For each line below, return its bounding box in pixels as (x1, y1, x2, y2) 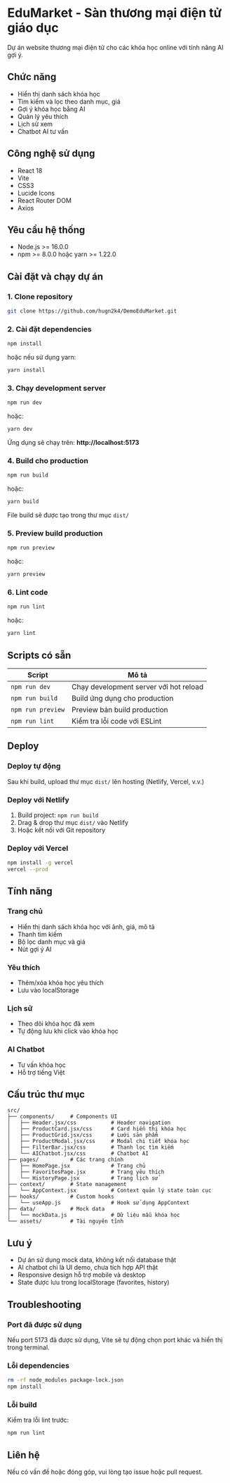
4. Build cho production (7, 455, 89, 465)
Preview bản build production (71, 705, 168, 714)
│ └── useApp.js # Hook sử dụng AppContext (7, 1199, 190, 1206)
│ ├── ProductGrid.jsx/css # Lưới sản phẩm (7, 1132, 158, 1139)
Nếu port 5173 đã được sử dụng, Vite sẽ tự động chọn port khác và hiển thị (7, 1335, 223, 1344)
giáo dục (7, 20, 59, 36)
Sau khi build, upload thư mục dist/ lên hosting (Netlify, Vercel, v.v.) (7, 777, 205, 785)
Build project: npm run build (17, 811, 99, 819)
